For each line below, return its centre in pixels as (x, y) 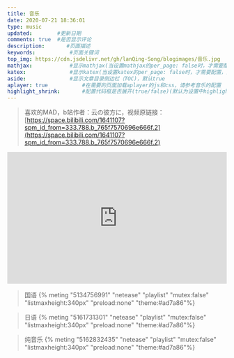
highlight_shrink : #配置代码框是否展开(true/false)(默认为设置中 (106, 91)
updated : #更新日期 (44, 33)
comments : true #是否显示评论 (49, 40)
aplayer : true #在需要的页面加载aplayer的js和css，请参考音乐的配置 (114, 85)
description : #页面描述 (49, 46)
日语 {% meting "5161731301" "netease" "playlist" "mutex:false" (115, 317)
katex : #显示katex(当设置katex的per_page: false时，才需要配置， (117, 72)
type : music (24, 27)
